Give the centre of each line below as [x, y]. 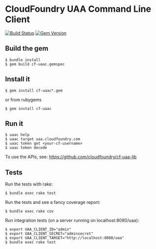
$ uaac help [17, 135]
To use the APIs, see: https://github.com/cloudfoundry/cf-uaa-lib [71, 157]
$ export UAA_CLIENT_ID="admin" [38, 229]
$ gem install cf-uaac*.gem [34, 90]
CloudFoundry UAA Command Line [78, 9]
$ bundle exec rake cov [30, 211]
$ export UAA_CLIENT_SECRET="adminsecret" [49, 234]
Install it [18, 79]
